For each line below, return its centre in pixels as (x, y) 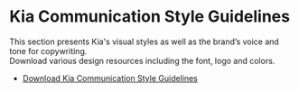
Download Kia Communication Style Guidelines (110, 78)
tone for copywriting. (48, 51)
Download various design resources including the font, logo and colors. (142, 60)
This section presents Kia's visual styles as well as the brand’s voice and (145, 41)
